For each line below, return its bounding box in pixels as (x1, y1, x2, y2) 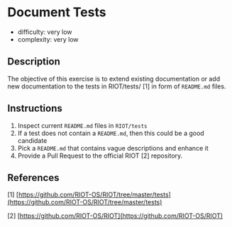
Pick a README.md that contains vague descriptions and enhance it (17, 144, 209, 152)
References (7, 171, 60, 184)
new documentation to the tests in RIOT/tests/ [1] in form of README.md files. (7, 82, 226, 91)
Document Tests (7, 4, 106, 21)
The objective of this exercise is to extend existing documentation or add (7, 74, 221, 83)
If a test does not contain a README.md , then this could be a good (17, 129, 204, 137)
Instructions (7, 103, 62, 115)
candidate (17, 136, 48, 145)
